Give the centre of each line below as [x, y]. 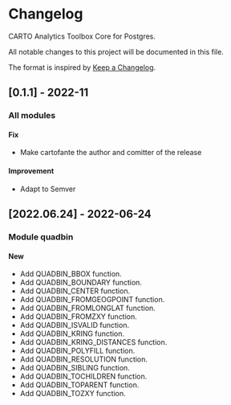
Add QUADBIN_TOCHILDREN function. [83, 376]
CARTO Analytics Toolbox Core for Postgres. [82, 36]
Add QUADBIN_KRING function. [72, 333]
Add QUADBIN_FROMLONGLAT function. [88, 308]
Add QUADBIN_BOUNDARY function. [81, 283]
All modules [32, 116]
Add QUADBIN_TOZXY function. [73, 394]
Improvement [31, 171]
